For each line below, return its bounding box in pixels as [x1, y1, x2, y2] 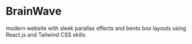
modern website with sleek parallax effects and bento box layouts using [6, 24, 186, 32]
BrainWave [6, 4, 62, 18]
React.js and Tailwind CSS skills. [6, 31, 87, 38]
